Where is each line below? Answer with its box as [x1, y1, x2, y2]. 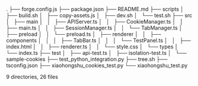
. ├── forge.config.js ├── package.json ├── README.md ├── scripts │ [6, 6, 184, 12]
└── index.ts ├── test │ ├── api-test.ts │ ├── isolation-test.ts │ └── [6, 49, 187, 56]
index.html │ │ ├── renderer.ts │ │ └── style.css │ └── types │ [6, 43, 178, 50]
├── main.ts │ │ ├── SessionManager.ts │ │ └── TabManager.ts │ [6, 24, 183, 31]
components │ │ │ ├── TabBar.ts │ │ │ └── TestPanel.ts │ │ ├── [6, 37, 191, 44]
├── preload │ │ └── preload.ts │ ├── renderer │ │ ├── [6, 31, 162, 38]
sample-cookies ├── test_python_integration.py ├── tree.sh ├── [6, 56, 168, 62]
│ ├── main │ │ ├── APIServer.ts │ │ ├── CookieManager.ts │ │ [6, 18, 184, 25]
